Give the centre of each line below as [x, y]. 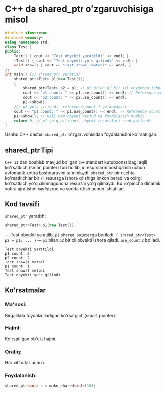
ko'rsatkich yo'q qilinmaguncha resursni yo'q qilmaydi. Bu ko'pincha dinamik [83, 183]
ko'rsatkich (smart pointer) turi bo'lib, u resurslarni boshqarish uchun [75, 168]
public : [13, 51]
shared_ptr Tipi [29, 150]
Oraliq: [14, 352]
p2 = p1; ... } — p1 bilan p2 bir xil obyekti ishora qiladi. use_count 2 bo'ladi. [83, 240]
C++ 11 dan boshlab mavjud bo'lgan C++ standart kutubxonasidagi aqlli [76, 162]
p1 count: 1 [17, 266]
